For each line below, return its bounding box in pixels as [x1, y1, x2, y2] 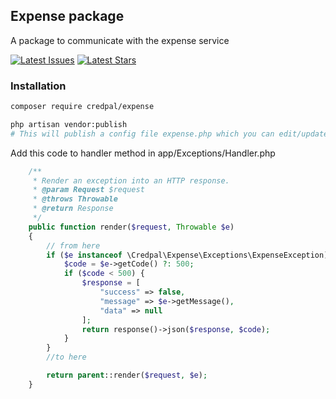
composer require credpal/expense [10, 102, 155, 112]
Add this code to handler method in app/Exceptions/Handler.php [10, 147, 276, 159]
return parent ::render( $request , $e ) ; [46, 370, 208, 381]
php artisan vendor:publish [10, 119, 128, 129]
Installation [10, 79, 67, 93]
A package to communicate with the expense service [10, 34, 230, 46]
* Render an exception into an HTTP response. [32, 175, 230, 186]
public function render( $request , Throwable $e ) [28, 222, 235, 232]
